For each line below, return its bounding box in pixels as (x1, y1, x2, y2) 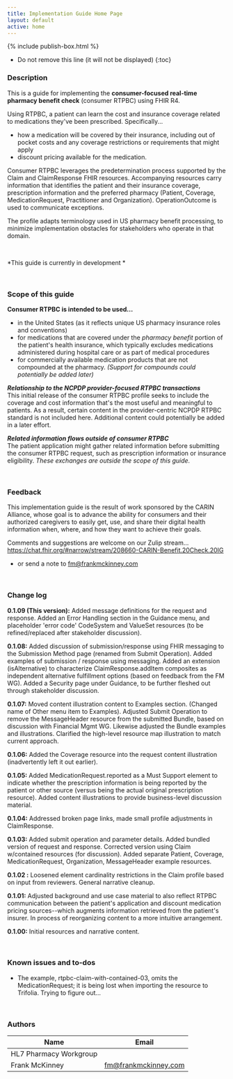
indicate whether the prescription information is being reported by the (7, 778, 207, 787)
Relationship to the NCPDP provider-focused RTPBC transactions (7, 383, 200, 392)
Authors (7, 1019, 36, 1029)
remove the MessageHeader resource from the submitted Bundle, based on (7, 714, 224, 723)
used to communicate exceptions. (7, 203, 104, 211)
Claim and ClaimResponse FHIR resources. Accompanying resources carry (7, 173, 222, 182)
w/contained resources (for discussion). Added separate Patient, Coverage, (7, 849, 224, 858)
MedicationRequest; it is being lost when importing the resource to (17, 981, 209, 989)
